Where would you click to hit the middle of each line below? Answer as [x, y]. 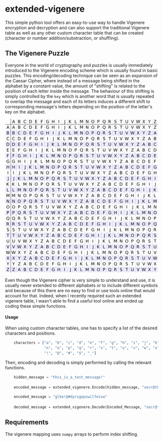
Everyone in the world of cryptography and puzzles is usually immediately [79, 65]
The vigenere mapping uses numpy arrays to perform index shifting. [72, 434]
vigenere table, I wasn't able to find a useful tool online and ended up [74, 301]
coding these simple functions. [36, 306]
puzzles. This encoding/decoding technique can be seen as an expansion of [81, 75]
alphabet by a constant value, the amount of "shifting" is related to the [75, 86]
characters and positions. [30, 333]
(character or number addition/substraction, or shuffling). [62, 38]
